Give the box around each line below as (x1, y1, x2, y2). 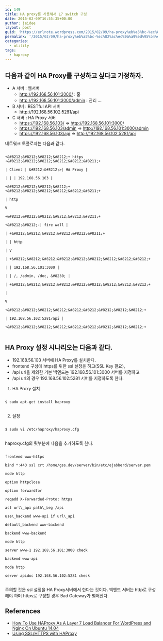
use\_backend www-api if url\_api (5, 514, 75, 519)
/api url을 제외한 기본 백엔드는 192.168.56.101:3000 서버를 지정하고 (12, 369, 140, 375)
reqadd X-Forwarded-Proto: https (5, 497, 73, 502)
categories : (5, 39, 29, 44)
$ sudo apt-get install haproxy (5, 399, 70, 404)
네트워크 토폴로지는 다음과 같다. (5, 140, 65, 146)
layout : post (5, 25, 32, 30)
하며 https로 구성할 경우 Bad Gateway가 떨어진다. (14, 593, 109, 598)
